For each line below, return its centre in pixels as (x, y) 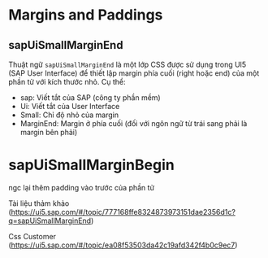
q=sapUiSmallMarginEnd (50, 221)
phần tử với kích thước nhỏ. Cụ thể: (67, 82)
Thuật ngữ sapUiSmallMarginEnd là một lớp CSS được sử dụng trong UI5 (128, 64)
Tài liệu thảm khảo (39, 203)
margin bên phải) (49, 132)
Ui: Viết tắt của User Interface (70, 106)
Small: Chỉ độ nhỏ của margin (69, 115)
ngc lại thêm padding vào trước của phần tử (82, 187)
